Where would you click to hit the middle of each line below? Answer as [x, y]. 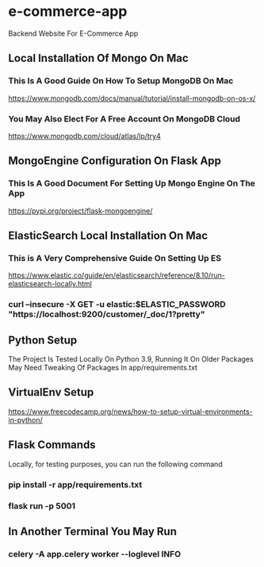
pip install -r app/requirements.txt [75, 485]
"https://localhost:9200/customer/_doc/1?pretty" [107, 314]
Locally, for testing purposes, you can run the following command [116, 464]
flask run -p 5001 [42, 506]
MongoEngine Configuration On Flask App [115, 161]
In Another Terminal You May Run [92, 531]
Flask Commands [52, 445]
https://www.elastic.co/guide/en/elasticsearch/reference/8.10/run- [117, 275]
